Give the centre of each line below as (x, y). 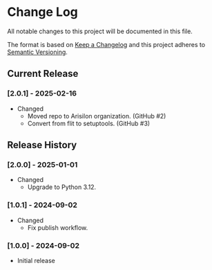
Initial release (36, 260)
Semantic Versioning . (37, 52)
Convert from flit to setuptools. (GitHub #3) (89, 123)
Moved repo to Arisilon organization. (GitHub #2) (97, 116)
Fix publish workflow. (58, 227)
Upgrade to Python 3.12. (62, 187)
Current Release (43, 74)
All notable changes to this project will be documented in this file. (100, 31)
